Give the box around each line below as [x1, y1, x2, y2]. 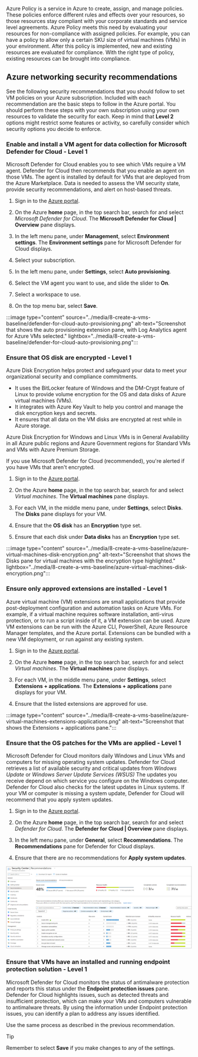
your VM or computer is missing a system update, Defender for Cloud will [6, 790, 184, 796]
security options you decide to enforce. [6, 125, 102, 132]
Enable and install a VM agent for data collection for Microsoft [6, 140, 187, 148]
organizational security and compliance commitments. [6, 373, 138, 380]
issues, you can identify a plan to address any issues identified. [6, 1010, 160, 1017]
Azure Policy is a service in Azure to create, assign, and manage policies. [6, 5, 184, 12]
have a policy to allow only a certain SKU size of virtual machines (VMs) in [6, 37, 186, 43]
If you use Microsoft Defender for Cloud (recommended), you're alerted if [6, 457, 185, 465]
